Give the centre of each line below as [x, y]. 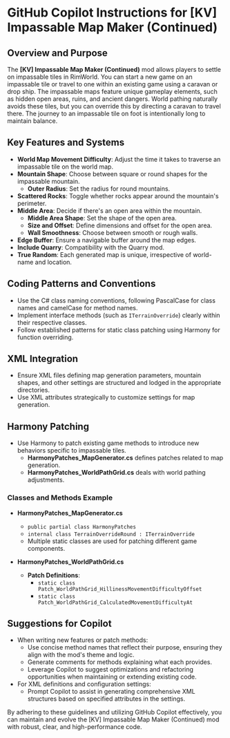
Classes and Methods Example [60, 498]
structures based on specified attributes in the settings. [106, 699]
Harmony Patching [48, 426]
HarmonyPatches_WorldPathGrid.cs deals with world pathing [116, 473]
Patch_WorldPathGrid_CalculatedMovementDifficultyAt [115, 603]
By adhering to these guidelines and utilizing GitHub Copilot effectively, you [115, 712]
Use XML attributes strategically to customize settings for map [106, 397]
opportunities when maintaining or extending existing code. [112, 677]
